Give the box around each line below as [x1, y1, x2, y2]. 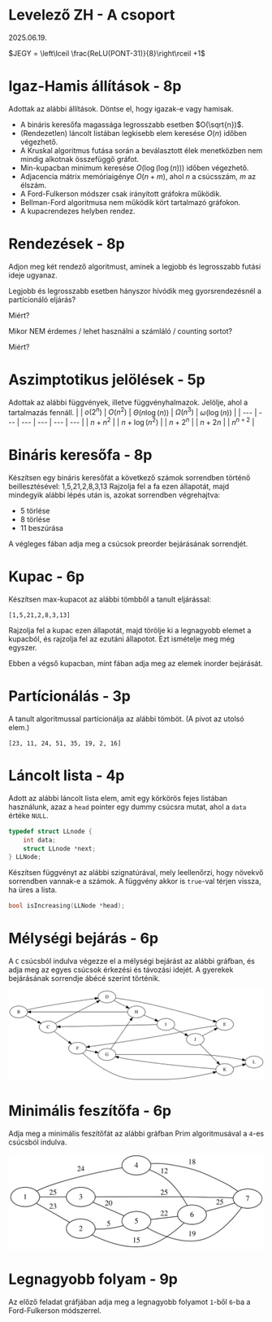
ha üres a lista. [8, 885, 58, 895]
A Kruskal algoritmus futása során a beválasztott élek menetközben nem [19, 145, 263, 155]
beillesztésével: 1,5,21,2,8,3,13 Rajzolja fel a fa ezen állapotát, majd [8, 482, 230, 491]
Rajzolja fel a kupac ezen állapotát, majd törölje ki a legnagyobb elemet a [8, 625, 252, 635]
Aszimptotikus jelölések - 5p [8, 370, 205, 388]
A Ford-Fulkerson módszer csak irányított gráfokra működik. [19, 189, 222, 199]
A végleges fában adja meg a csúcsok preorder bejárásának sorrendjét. [8, 539, 248, 549]
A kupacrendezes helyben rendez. [19, 206, 136, 216]
